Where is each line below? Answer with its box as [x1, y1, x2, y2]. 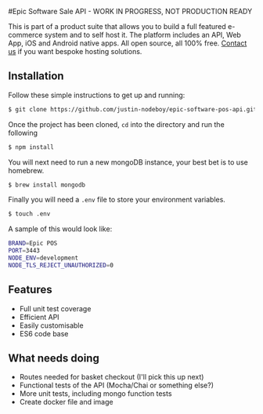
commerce [8, 31, 43, 39]
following [8, 128, 38, 137]
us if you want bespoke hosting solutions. [8, 47, 142, 56]
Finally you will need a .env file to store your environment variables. [8, 195, 225, 205]
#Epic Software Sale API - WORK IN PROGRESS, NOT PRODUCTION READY [8, 7, 253, 16]
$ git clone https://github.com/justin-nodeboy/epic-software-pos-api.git [8, 105, 258, 113]
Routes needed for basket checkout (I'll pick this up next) [19, 372, 204, 382]
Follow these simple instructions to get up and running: [8, 90, 186, 100]
